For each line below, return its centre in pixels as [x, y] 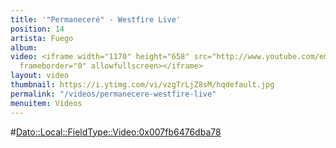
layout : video [40, 76]
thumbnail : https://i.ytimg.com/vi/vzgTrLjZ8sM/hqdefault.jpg [142, 85]
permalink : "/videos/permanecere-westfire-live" [113, 94]
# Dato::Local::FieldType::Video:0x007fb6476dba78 [116, 132]
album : [24, 47]
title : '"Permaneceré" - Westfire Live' [96, 19]
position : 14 [37, 29]
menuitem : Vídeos [46, 103]
